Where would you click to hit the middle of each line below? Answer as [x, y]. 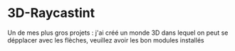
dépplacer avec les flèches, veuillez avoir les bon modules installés [106, 40]
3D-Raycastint [51, 13]
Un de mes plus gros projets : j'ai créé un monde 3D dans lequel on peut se [118, 33]
